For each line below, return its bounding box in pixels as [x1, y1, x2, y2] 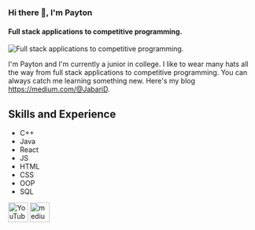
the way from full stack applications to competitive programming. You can [8, 68, 248, 77]
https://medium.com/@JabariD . [8, 84, 110, 94]
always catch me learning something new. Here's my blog [8, 76, 195, 86]
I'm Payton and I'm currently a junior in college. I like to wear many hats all [8, 59, 249, 69]
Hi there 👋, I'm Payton [8, 7, 93, 18]
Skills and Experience [8, 107, 116, 121]
